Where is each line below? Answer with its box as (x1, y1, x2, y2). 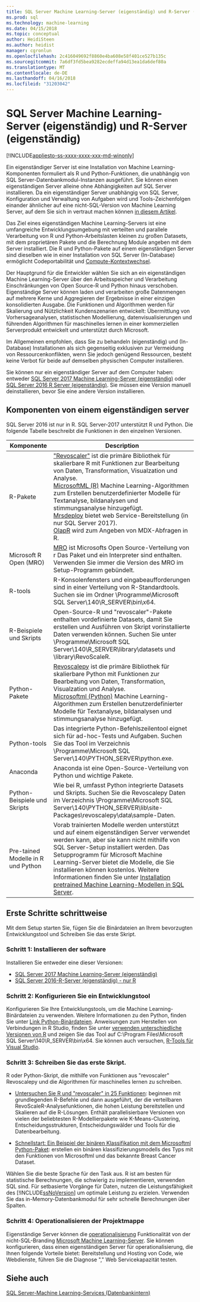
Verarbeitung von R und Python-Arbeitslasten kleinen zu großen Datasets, (6, 232, 187, 239)
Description (105, 441, 139, 450)
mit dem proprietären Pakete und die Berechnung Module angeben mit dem (6, 239, 192, 246)
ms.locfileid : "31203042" (6, 81, 70, 87)
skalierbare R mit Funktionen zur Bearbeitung (53, 459, 180, 467)
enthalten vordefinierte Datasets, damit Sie (53, 615, 173, 624)
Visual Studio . (6, 1044, 40, 1051)
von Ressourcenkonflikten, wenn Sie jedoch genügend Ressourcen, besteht (6, 350, 192, 357)
